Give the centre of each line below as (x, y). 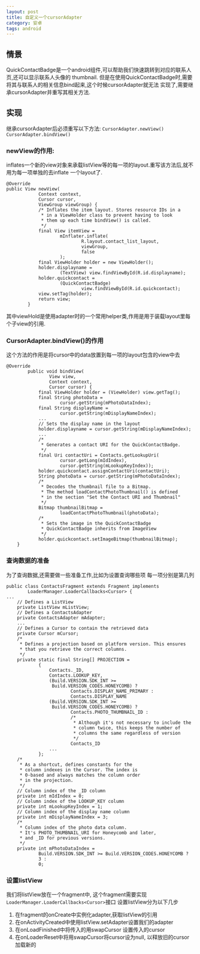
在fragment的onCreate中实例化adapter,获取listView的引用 (86, 915)
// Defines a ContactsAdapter (55, 612)
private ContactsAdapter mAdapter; (61, 618)
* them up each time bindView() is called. (96, 221)
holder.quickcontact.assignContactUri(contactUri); (104, 471)
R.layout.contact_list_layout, (120, 241)
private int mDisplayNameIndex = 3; (63, 817)
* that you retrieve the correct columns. (73, 649)
